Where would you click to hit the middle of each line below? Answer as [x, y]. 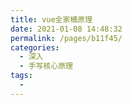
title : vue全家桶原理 [51, 19]
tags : [21, 76]
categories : [35, 47]
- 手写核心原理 [46, 66]
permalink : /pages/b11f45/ [66, 38]
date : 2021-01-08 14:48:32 [66, 29]
